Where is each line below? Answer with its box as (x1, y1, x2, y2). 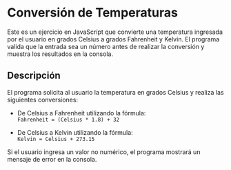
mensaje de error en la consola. (7, 155, 97, 163)
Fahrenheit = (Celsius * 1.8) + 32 (17, 116, 120, 123)
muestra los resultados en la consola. (7, 50, 114, 58)
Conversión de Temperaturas (7, 5, 178, 21)
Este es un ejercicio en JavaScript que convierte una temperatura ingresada (7, 28, 223, 36)
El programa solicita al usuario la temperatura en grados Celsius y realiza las (7, 88, 224, 96)
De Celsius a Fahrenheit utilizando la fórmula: (17, 108, 146, 117)
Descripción (7, 70, 61, 82)
